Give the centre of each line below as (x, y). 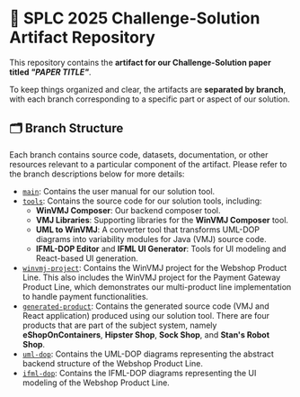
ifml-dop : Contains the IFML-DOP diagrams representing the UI (139, 373)
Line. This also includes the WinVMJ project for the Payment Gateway (151, 277)
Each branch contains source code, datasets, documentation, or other (139, 154)
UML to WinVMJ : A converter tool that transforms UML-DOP (148, 230)
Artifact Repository (82, 37)
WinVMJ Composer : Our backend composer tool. (128, 210)
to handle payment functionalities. (85, 296)
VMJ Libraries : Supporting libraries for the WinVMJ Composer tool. (162, 220)
